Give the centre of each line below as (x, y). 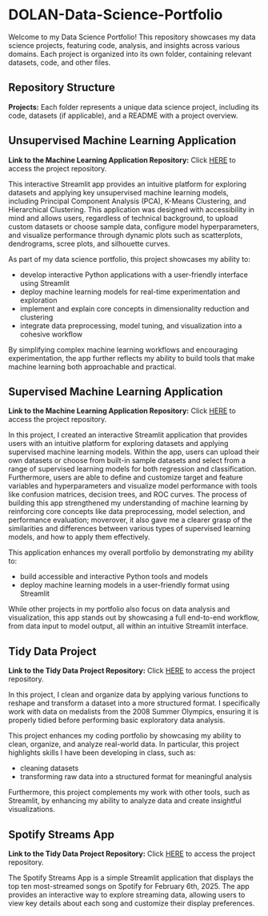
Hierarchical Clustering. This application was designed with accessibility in (131, 209)
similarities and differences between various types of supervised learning (129, 528)
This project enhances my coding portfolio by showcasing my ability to (125, 736)
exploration (38, 300)
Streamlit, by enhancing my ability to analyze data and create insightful (125, 801)
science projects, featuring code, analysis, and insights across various (124, 45)
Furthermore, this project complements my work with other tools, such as (129, 792)
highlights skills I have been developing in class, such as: (102, 753)
